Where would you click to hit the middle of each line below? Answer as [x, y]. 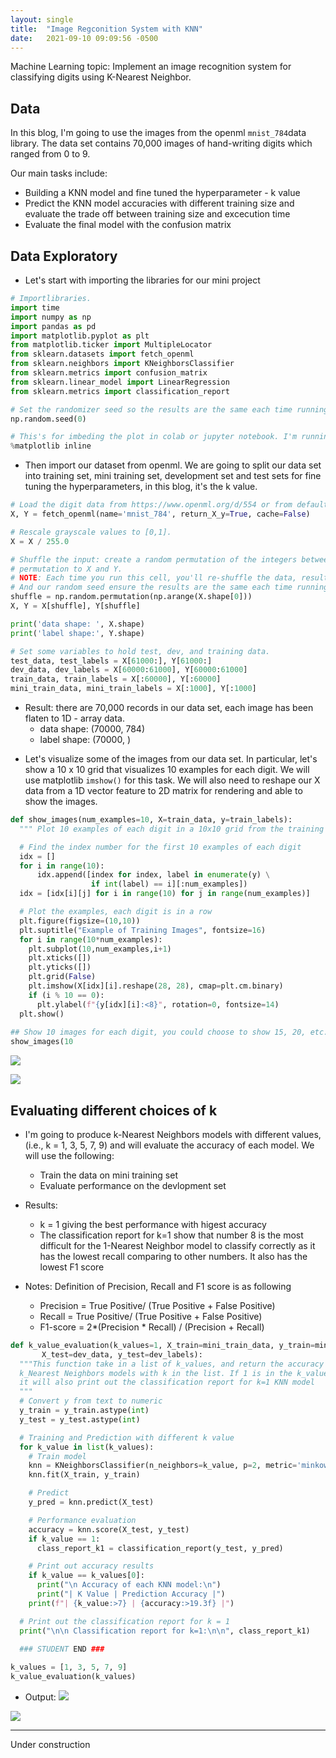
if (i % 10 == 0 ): [66, 995]
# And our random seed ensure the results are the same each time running [169, 587]
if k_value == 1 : [64, 1539]
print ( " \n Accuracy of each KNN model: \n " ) [129, 1585]
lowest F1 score [72, 1267]
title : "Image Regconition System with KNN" [106, 29]
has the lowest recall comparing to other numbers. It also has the [173, 1256]
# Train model [57, 1456]
